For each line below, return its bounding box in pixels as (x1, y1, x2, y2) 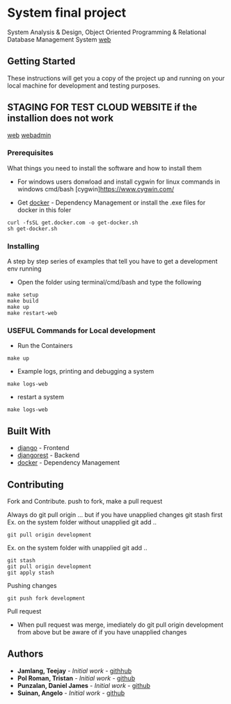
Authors (7, 648, 44, 660)
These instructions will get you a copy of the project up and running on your (7, 74, 225, 82)
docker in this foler (17, 205, 72, 214)
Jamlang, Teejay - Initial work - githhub (17, 666, 132, 675)
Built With (7, 425, 51, 437)
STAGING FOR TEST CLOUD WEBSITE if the (7, 102, 198, 113)
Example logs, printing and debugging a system (17, 367, 154, 376)
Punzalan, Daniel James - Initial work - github (17, 681, 151, 689)
